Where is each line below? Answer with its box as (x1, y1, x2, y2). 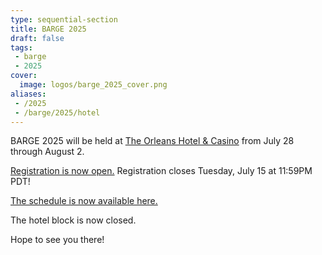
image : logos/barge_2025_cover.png (19, 80, 168, 90)
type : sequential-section (10, 14, 118, 25)
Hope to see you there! (10, 234, 105, 246)
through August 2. (10, 146, 85, 158)
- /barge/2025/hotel (14, 107, 101, 118)
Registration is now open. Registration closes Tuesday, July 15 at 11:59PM (10, 165, 313, 177)
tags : (10, 42, 33, 53)
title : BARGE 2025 (10, 24, 87, 34)
